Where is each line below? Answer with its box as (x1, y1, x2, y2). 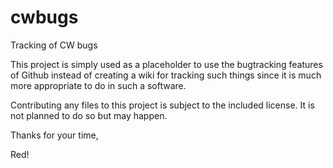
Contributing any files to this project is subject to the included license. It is (10, 99, 315, 111)
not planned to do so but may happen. (10, 109, 168, 121)
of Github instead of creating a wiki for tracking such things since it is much (10, 69, 322, 81)
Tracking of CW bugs (10, 39, 98, 51)
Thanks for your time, (10, 129, 99, 141)
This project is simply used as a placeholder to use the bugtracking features (10, 58, 323, 70)
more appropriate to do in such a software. (10, 79, 187, 91)
